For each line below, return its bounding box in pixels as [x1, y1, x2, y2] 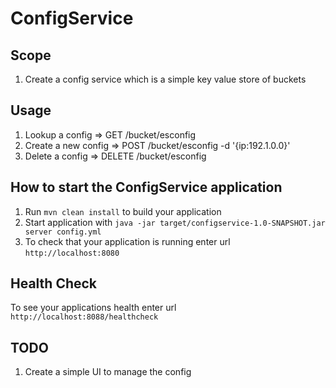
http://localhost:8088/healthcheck [10, 312, 159, 322]
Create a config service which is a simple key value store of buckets [24, 73, 307, 85]
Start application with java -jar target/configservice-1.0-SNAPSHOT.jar [24, 216, 326, 228]
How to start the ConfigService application [10, 179, 283, 196]
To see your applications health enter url [10, 302, 177, 314]
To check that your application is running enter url [24, 235, 231, 247]
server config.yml [24, 227, 102, 237]
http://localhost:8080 [24, 248, 120, 258]
